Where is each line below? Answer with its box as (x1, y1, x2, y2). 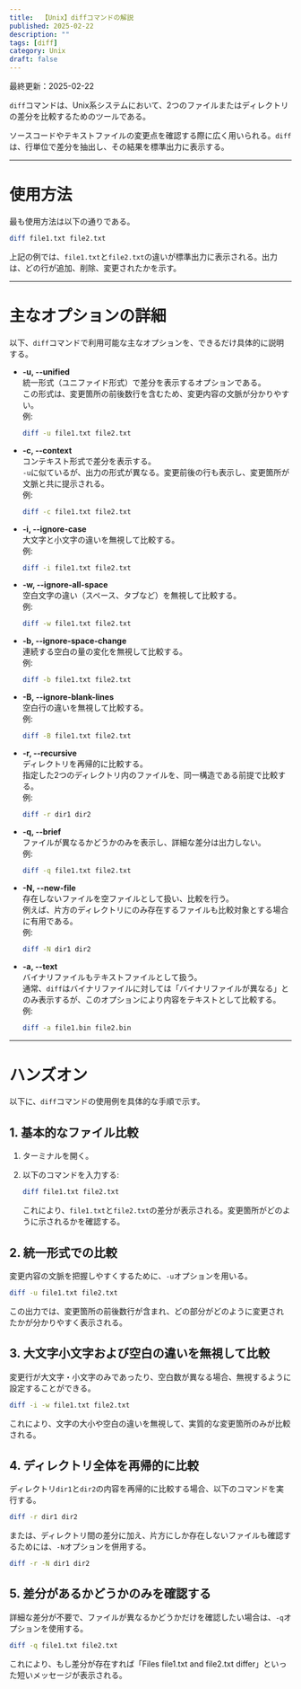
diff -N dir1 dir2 (21, 944, 91, 953)
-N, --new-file (21, 882, 76, 893)
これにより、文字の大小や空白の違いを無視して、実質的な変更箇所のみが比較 (9, 1418, 291, 1428)
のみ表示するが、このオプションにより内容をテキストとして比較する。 (21, 994, 281, 1004)
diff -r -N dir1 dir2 (9, 1560, 90, 1569)
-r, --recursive (21, 747, 78, 758)
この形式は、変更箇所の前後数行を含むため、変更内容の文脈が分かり (21, 388, 274, 399)
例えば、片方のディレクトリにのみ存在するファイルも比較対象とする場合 (21, 904, 289, 915)
